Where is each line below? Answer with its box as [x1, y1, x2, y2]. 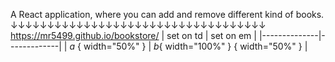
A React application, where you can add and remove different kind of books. [10, 9, 325, 20]
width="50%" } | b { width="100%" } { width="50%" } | [83, 40, 308, 52]
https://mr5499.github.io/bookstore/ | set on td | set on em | [10, 30, 257, 41]
